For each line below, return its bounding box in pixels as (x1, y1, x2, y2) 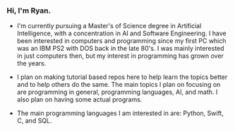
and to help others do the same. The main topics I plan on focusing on (16, 80, 221, 89)
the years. (16, 59, 47, 68)
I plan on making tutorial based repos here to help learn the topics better (16, 73, 228, 81)
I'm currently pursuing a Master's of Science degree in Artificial (16, 22, 202, 30)
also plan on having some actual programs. (16, 95, 143, 104)
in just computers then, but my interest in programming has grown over (16, 52, 224, 60)
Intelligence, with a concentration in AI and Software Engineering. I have (16, 29, 227, 37)
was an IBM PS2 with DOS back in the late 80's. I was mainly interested (16, 44, 224, 53)
